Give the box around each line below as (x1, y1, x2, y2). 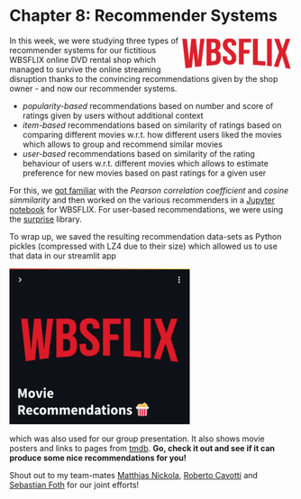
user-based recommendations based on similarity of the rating (22, 148, 255, 159)
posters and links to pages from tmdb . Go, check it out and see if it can (9, 442, 276, 453)
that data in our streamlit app (9, 249, 117, 261)
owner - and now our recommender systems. (9, 83, 178, 94)
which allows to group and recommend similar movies (22, 139, 223, 150)
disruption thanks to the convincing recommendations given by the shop (9, 73, 278, 84)
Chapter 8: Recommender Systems (9, 5, 278, 26)
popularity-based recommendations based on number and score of (22, 100, 274, 111)
